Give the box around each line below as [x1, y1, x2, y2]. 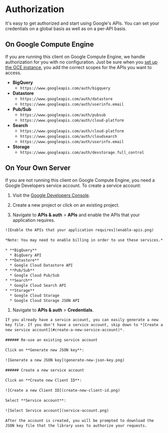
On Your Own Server [5, 164, 71, 172]
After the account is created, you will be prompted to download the [5, 418, 154, 423]
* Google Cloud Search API [10, 283, 66, 288]
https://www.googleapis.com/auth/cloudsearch [20, 134, 117, 139]
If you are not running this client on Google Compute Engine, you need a [5, 177, 155, 183]
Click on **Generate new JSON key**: [5, 347, 85, 352]
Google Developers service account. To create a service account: [5, 182, 141, 189]
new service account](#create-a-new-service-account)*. [5, 327, 125, 332]
